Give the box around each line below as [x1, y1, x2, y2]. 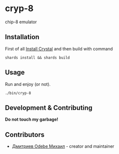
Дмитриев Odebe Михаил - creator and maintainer [12, 143, 115, 149]
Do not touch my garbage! [5, 117, 59, 123]
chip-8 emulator [5, 19, 37, 25]
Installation [5, 33, 40, 41]
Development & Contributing [5, 104, 93, 112]
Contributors [5, 130, 45, 139]
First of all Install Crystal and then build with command [5, 46, 113, 51]
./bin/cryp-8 [5, 91, 31, 95]
